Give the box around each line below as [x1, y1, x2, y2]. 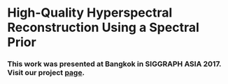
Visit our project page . [7, 68, 85, 78]
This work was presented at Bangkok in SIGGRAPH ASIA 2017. [7, 59, 222, 69]
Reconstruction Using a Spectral [7, 19, 199, 35]
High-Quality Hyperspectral [7, 5, 173, 21]
